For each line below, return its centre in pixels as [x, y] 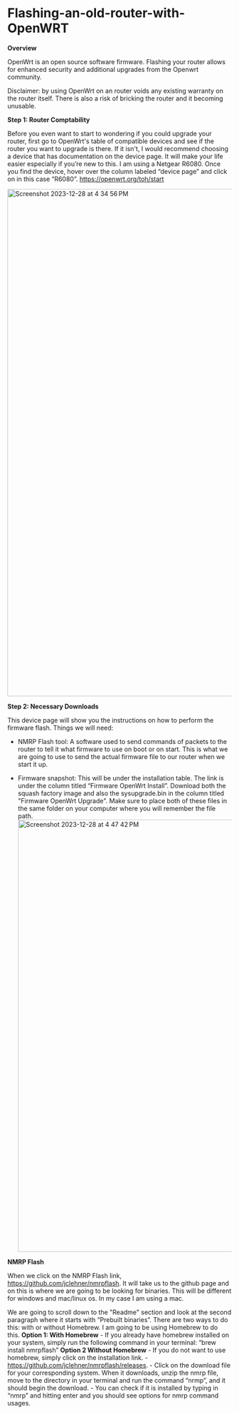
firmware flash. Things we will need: [60, 728]
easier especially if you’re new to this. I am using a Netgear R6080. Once [114, 164]
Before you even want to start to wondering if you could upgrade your [110, 133]
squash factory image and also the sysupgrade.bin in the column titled [121, 793]
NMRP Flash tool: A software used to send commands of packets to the [122, 741]
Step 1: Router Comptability [49, 120]
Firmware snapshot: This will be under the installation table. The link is [121, 778]
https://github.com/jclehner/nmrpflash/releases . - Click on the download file [119, 1365]
